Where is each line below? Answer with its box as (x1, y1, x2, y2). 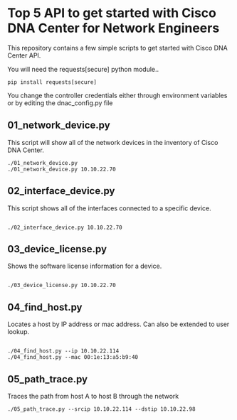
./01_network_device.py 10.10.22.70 (7, 166, 116, 173)
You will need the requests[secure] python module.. (7, 65, 159, 73)
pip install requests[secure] (7, 78, 98, 86)
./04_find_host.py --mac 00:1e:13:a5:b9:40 (7, 354, 139, 361)
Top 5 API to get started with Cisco (7, 5, 217, 21)
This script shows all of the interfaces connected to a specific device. (7, 204, 211, 212)
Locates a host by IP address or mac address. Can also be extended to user (7, 320, 230, 328)
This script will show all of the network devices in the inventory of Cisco (7, 138, 218, 146)
